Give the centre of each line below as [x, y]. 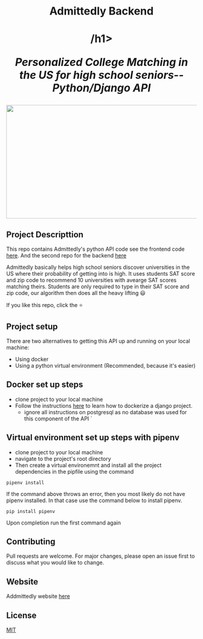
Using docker [32, 359]
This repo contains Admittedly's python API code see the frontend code [96, 249]
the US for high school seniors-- [101, 75]
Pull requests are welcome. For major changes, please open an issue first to [101, 556]
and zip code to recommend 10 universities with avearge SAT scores [92, 280]
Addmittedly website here [38, 596]
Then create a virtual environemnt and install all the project [88, 465]
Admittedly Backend [101, 11]
